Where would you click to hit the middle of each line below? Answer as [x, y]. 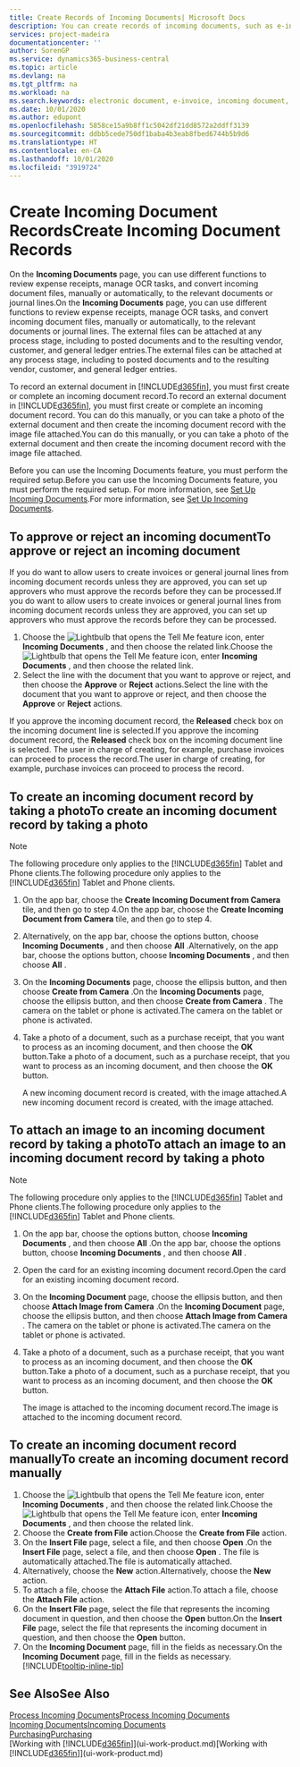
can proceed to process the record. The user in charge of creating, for [137, 759]
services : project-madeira [59, 34]
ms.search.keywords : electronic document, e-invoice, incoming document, [150, 101]
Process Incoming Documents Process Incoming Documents [120, 1715]
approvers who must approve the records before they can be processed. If [146, 591]
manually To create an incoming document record [149, 1459]
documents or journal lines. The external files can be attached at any [136, 331]
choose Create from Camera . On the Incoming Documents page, [143, 991]
